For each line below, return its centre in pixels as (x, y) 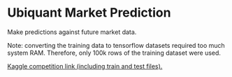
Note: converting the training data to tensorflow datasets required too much (116, 45)
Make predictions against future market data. (72, 32)
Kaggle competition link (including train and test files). (85, 66)
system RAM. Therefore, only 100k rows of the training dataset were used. (114, 53)
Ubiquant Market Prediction (89, 13)
